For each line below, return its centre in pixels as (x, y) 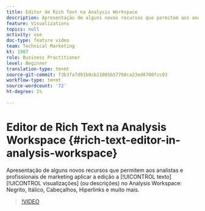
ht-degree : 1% (24, 92)
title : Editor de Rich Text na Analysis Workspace (72, 12)
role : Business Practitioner (43, 57)
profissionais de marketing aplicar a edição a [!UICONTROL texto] (89, 176)
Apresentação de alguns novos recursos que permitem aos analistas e (95, 170)
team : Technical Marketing (41, 46)
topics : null (23, 29)
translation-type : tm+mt (38, 69)
